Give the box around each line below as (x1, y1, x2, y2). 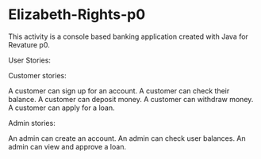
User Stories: (8, 55, 52, 65)
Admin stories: (8, 118, 56, 127)
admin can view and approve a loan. (8, 142, 127, 151)
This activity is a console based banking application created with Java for (8, 32, 248, 41)
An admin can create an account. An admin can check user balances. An (8, 133, 246, 143)
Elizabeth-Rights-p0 (8, 6, 146, 24)
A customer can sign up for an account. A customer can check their (8, 85, 230, 96)
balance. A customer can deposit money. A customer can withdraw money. (8, 94, 254, 104)
